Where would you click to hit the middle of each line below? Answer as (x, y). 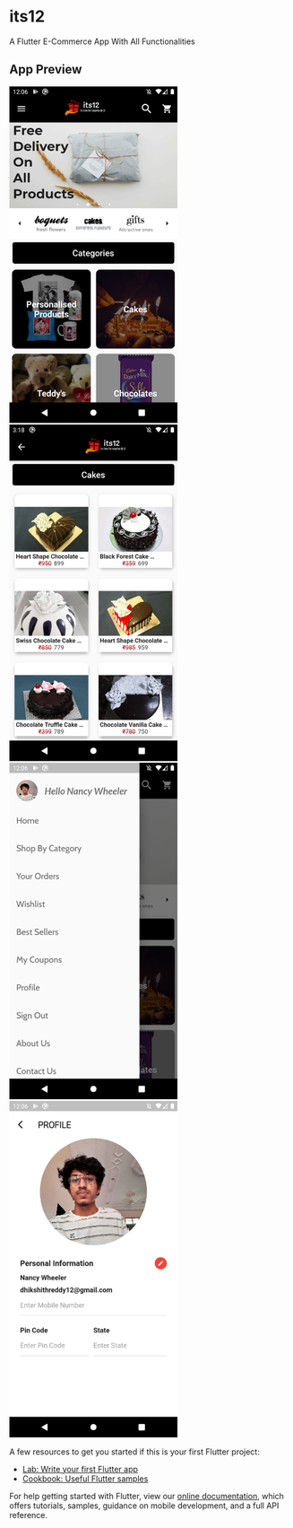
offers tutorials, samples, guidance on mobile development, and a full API (144, 1506)
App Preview (46, 70)
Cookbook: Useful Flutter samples (85, 1479)
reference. (28, 1515)
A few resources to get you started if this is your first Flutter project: (134, 1452)
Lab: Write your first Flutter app (80, 1469)
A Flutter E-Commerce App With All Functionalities (102, 41)
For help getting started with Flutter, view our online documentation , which (147, 1496)
